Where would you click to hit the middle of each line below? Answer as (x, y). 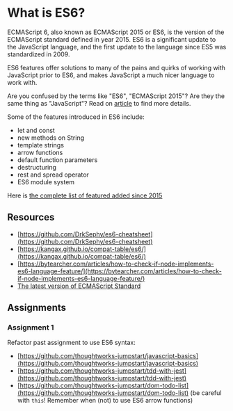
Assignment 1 (31, 328)
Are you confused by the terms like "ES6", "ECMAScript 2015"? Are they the (116, 96)
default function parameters (57, 160)
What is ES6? (46, 13)
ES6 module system (46, 182)
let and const (36, 130)
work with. (22, 82)
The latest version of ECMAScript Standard (79, 286)
